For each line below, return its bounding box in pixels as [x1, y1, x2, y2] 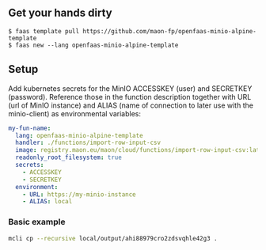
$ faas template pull [8, 27, 80, 35]
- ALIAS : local [22, 198, 73, 206]
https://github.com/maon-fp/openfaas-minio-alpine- [82, 27, 257, 35]
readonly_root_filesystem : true [15, 153, 123, 161]
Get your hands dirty [8, 6, 112, 20]
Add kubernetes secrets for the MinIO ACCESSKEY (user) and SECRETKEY [8, 83, 253, 93]
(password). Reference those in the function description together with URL [8, 92, 252, 101]
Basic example [8, 217, 66, 228]
